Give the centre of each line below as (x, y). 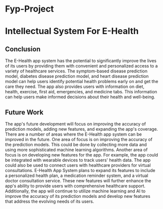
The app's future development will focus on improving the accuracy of (75, 124)
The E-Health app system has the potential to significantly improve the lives (81, 61)
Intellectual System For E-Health (72, 31)
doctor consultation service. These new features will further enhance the (78, 181)
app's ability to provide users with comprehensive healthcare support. (75, 186)
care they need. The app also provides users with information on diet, (75, 87)
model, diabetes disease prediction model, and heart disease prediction (77, 76)
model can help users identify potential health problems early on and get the (82, 82)
